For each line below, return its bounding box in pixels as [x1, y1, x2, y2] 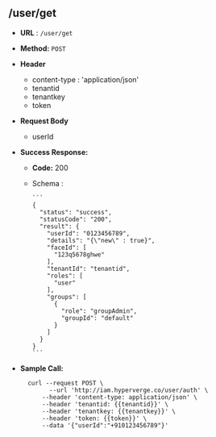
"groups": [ [47, 293, 87, 301]
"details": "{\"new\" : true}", [47, 236, 156, 244]
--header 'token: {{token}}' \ [41, 414, 147, 422]
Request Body [19, 116, 69, 126]
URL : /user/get [19, 27, 73, 37]
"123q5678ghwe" [53, 250, 105, 259]
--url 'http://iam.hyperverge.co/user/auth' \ [49, 386, 209, 394]
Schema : [31, 178, 64, 188]
